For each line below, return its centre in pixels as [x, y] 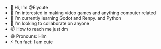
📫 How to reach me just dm [39, 29]
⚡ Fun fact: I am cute [31, 42]
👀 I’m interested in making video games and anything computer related [83, 13]
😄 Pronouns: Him [28, 36]
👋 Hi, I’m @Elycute [29, 8]
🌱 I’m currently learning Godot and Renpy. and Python [65, 18]
